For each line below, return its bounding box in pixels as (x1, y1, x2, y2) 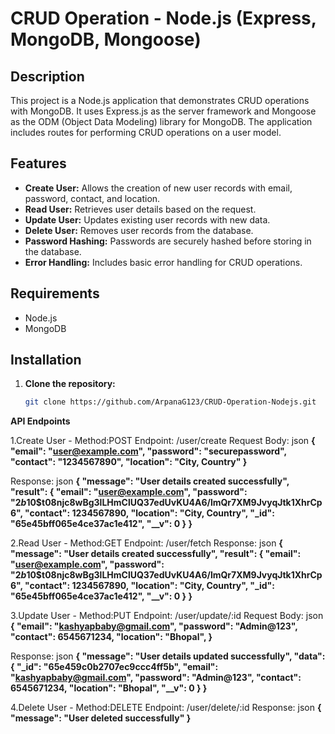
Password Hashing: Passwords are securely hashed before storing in (24, 235, 312, 247)
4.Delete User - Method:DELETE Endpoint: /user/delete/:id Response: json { (10, 702, 322, 714)
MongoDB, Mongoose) (10, 28, 202, 51)
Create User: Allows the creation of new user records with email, (24, 182, 293, 194)
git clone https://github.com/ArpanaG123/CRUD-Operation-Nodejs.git (24, 397, 317, 407)
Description (10, 68, 85, 85)
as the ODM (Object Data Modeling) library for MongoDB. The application (10, 116, 313, 127)
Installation (10, 352, 82, 369)
